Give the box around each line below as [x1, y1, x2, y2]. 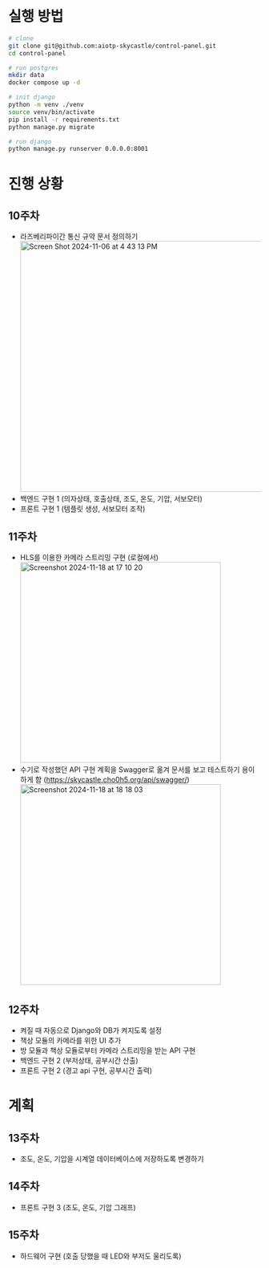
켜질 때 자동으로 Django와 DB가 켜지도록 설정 [19, 1025, 163, 1035]
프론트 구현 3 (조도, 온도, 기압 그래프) [19, 1202, 136, 1212]
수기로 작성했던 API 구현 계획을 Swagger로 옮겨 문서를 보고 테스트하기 [19, 765, 240, 774]
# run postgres [8, 63, 59, 72]
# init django [8, 93, 56, 101]
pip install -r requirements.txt [8, 116, 120, 124]
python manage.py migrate [8, 123, 94, 131]
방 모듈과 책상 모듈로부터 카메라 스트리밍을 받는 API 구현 [19, 1045, 196, 1055]
